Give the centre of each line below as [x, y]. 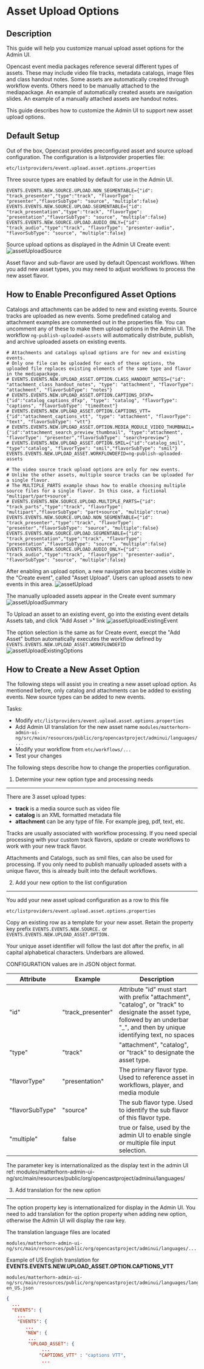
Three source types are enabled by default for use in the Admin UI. [90, 179]
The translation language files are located [58, 1232]
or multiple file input [147, 1143]
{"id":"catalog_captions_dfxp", [47, 400]
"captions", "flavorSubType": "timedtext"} [62, 406]
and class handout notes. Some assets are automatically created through [98, 79]
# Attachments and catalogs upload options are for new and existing [96, 353]
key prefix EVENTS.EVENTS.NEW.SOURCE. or [57, 929]
